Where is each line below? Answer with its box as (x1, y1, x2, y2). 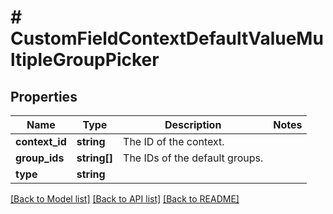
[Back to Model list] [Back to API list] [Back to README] (10, 193, 240, 205)
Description (164, 118, 222, 131)
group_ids (15, 151, 65, 165)
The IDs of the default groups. (123, 151, 264, 165)
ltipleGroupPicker (10, 49, 160, 71)
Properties (10, 88, 78, 105)
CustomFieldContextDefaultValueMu (10, 27, 324, 50)
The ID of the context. (123, 135, 225, 148)
